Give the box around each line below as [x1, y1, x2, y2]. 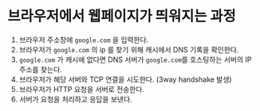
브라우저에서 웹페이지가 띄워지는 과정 [7, 7, 236, 25]
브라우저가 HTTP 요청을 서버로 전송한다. [18, 84, 145, 94]
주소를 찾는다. [18, 64, 63, 74]
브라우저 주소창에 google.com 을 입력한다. [18, 35, 149, 44]
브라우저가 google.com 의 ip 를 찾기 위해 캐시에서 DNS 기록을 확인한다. [18, 44, 239, 54]
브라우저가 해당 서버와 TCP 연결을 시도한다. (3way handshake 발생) [18, 75, 232, 84]
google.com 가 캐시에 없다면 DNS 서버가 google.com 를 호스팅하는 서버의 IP [18, 55, 252, 64]
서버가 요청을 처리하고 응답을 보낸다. [18, 94, 132, 104]
